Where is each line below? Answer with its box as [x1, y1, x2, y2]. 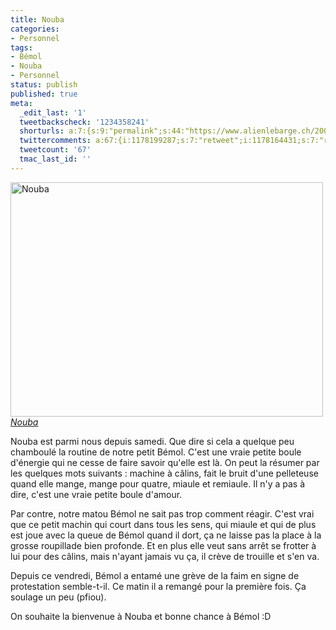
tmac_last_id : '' [19, 154, 92, 164]
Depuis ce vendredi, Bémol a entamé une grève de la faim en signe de [10, 569, 300, 581]
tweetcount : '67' [19, 145, 92, 155]
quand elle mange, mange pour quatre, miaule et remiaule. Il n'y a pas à [10, 477, 306, 490]
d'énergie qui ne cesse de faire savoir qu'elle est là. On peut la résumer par [10, 456, 320, 468]
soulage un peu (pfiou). [10, 591, 107, 603]
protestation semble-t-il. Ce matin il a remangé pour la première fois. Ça [10, 580, 307, 592]
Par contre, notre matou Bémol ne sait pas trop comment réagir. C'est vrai [10, 507, 315, 520]
